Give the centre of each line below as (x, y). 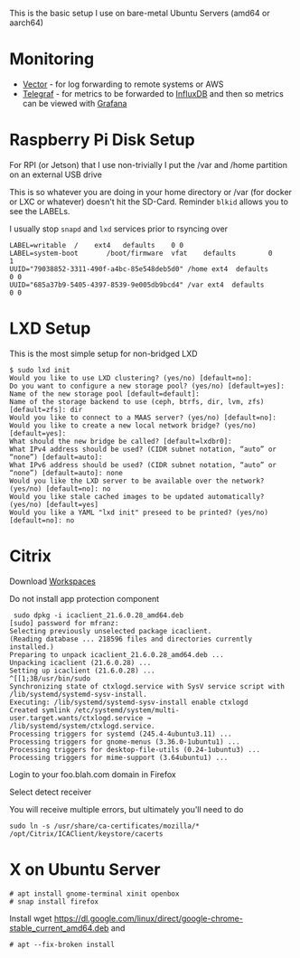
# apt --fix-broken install (62, 944)
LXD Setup (50, 329)
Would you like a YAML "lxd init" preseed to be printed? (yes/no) (139, 512)
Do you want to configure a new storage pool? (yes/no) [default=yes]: (147, 386)
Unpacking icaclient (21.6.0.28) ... (80, 662)
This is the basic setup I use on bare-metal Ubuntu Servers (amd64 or (140, 13)
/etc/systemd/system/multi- (127, 710)
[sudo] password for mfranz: (64, 623)
